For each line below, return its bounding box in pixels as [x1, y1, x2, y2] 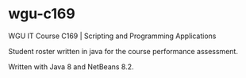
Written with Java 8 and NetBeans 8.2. [8, 61, 134, 72]
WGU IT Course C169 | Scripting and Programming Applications [8, 31, 217, 41]
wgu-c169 [8, 5, 75, 23]
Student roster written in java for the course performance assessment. [8, 46, 238, 56]
